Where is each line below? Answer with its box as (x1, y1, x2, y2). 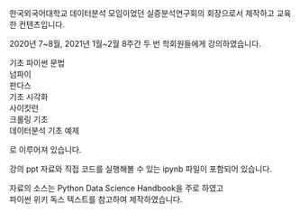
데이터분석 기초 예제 (9, 125, 79, 135)
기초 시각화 (9, 91, 49, 102)
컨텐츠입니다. (18, 19, 66, 30)
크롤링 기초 (9, 114, 49, 125)
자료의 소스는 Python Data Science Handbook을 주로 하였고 (9, 183, 224, 193)
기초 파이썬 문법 (9, 58, 66, 68)
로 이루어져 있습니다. (9, 144, 82, 155)
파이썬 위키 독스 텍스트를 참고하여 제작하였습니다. (9, 194, 183, 205)
